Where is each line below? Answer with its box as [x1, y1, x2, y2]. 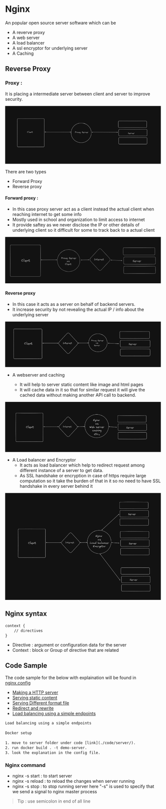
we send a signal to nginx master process [12, 788, 97, 794]
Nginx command [5, 762, 46, 768]
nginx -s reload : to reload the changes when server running [12, 778, 135, 784]
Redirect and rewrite [12, 705, 54, 711]
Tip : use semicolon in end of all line [17, 798, 90, 804]
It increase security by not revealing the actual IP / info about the [12, 306, 144, 312]
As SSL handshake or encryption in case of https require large [19, 472, 147, 478]
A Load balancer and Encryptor [12, 457, 77, 463]
